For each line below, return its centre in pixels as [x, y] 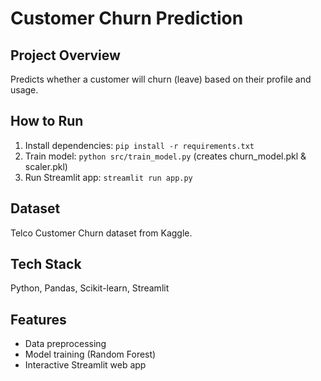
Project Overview [65, 55]
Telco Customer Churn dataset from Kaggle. [101, 233]
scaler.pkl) [46, 166]
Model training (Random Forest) [90, 354]
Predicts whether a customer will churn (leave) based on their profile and [161, 79]
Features [38, 319]
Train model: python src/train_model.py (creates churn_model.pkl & [165, 156]
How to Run [47, 121]
